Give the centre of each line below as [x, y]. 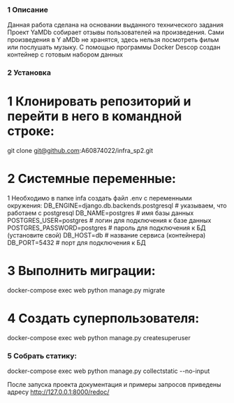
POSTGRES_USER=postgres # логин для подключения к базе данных [109, 221]
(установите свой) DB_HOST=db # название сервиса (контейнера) [107, 235]
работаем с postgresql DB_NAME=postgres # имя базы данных [101, 213]
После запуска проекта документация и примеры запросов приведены [114, 385]
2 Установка [29, 73]
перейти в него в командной [95, 116]
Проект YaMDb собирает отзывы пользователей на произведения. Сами [116, 32]
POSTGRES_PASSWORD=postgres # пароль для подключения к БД [107, 228]
